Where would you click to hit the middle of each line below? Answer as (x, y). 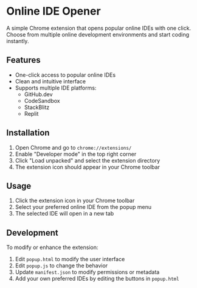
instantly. (18, 41)
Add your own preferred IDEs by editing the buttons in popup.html (97, 279)
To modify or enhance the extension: (52, 247)
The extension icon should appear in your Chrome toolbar (87, 167)
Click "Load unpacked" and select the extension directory (88, 160)
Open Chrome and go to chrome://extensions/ (73, 147)
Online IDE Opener (54, 11)
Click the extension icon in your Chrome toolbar (75, 201)
